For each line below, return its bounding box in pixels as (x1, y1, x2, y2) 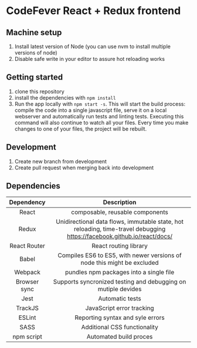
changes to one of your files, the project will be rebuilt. (14, 125, 147, 132)
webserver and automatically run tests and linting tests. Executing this (14, 112, 184, 120)
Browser (15, 278, 39, 286)
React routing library (91, 242, 148, 250)
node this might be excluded (80, 259, 159, 267)
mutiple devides (97, 285, 142, 294)
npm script (12, 333, 42, 341)
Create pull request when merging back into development (14, 164, 154, 171)
